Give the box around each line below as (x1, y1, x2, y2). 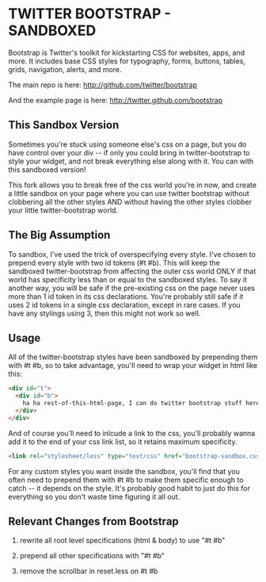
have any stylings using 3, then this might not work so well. (8, 308, 201, 318)
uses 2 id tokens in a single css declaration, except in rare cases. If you (8, 300, 241, 309)
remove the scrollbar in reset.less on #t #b (19, 566, 158, 576)
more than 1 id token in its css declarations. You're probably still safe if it (8, 291, 244, 301)
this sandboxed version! (8, 164, 86, 174)
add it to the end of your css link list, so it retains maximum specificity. (8, 437, 237, 446)
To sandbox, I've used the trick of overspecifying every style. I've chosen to (8, 249, 256, 258)
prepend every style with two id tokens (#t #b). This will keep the (8, 258, 220, 267)
